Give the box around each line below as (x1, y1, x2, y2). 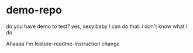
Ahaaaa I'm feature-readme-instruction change (6, 40, 120, 47)
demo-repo (6, 3, 63, 17)
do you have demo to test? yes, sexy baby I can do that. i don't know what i (6, 23, 188, 30)
